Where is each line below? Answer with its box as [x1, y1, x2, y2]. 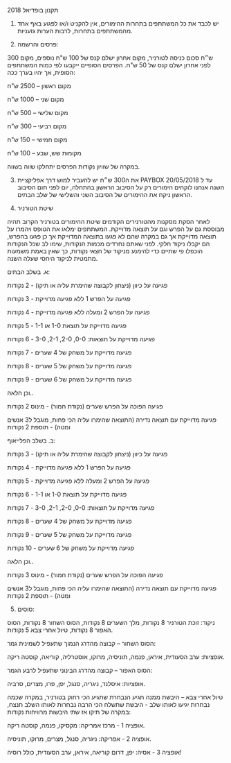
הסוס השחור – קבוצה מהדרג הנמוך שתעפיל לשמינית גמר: [7, 640, 156, 647]
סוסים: [17, 605, 35, 613]
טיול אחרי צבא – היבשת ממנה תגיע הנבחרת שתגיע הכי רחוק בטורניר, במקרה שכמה [7, 693, 223, 701]
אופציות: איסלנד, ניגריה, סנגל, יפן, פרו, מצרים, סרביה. [7, 680, 146, 687]
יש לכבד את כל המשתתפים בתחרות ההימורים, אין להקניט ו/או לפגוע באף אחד [17, 19, 219, 27]
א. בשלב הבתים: [7, 268, 50, 276]
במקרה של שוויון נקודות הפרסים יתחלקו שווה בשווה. [7, 162, 140, 171]
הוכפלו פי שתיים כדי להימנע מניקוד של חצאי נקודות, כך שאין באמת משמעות [7, 247, 203, 255]
